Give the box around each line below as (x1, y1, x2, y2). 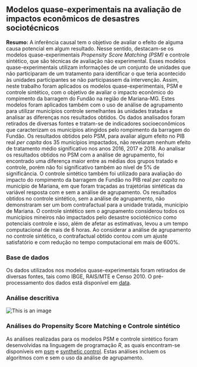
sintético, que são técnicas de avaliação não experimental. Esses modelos (6, 57, 186, 64)
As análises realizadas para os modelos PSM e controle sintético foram (6, 335, 178, 342)
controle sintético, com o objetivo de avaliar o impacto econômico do (6, 88, 173, 96)
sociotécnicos (6, 23, 59, 33)
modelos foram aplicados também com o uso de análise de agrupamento (6, 101, 183, 108)
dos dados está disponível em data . (45, 279, 131, 286)
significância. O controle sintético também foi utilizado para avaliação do (6, 170, 182, 177)
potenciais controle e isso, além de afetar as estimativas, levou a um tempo (6, 220, 188, 227)
